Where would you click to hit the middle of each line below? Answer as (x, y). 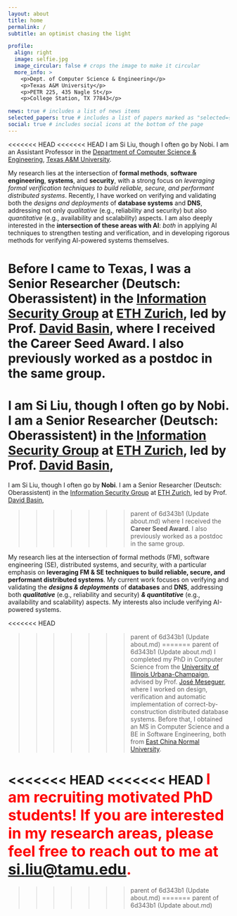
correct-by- (201, 704)
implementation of (157, 704)
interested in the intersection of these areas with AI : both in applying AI (113, 225)
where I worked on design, (169, 689)
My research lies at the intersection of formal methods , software (103, 172)
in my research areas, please (111, 833)
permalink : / (27, 27)
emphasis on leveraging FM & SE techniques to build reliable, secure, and (117, 572)
